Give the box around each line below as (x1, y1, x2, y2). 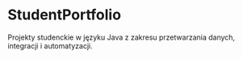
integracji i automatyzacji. (7, 40, 94, 50)
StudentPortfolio (7, 6, 122, 24)
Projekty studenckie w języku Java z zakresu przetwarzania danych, (7, 32, 236, 42)
